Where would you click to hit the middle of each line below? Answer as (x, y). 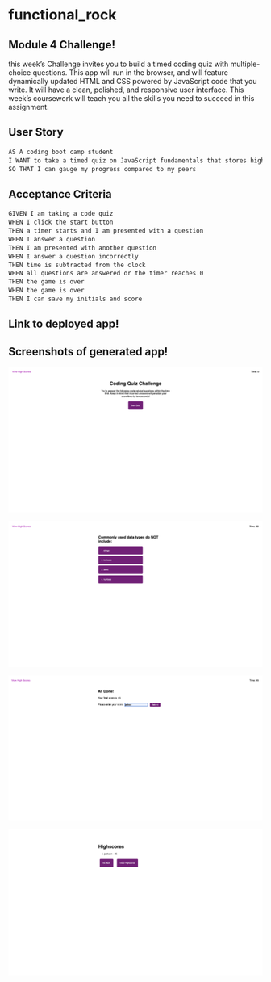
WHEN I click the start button (61, 222)
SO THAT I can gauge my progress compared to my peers (102, 169)
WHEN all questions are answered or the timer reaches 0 (106, 273)
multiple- (245, 64)
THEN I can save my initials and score (75, 299)
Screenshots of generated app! (88, 352)
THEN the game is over (46, 282)
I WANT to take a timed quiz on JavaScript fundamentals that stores (128, 160)
